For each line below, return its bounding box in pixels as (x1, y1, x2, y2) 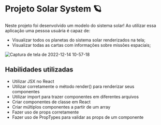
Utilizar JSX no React (12, 78, 55, 84)
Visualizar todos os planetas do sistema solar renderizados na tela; (12, 37, 146, 43)
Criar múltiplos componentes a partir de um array (12, 104, 111, 110)
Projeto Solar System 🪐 (5, 3, 102, 14)
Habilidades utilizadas (5, 66, 73, 74)
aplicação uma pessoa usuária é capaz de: (5, 28, 90, 33)
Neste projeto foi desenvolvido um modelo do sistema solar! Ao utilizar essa (5, 22, 156, 28)
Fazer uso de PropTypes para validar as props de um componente (12, 114, 144, 120)
